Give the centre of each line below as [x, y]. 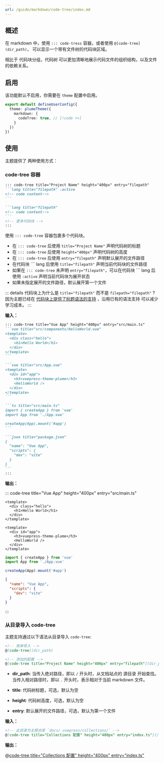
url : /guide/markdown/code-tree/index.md [48, 10]
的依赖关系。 [18, 66]
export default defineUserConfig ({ [41, 105]
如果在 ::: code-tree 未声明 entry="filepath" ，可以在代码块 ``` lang [81, 270]
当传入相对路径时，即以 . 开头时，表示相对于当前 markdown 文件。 [80, 680]
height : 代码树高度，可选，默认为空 [48, 701]
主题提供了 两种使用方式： [31, 161]
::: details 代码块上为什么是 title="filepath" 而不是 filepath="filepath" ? [80, 293]
